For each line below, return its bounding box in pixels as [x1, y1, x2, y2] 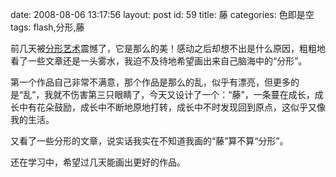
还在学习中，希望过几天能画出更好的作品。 [10, 156, 186, 168]
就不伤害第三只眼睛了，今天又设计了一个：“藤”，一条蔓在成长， [53, 89, 315, 100]
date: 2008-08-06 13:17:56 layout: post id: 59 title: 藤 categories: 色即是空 [10, 9, 315, 20]
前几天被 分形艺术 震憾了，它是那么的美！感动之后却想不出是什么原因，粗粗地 [10, 43, 326, 54]
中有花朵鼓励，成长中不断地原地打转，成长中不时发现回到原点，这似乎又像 [18, 101, 326, 113]
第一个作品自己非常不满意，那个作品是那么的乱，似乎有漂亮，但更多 [10, 76, 291, 88]
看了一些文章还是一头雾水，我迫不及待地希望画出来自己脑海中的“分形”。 [10, 55, 308, 67]
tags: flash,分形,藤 [10, 21, 85, 33]
